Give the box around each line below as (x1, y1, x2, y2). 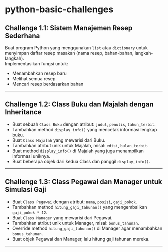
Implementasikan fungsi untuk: (5, 61, 69, 66)
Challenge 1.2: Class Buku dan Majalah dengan (5, 100, 154, 109)
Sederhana (5, 31, 40, 40)
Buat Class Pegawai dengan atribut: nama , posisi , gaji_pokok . (12, 199, 137, 205)
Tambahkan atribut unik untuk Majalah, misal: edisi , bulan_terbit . (12, 142, 149, 148)
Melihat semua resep (12, 76, 56, 81)
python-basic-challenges (5, 4, 114, 15)
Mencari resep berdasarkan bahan (12, 81, 84, 87)
